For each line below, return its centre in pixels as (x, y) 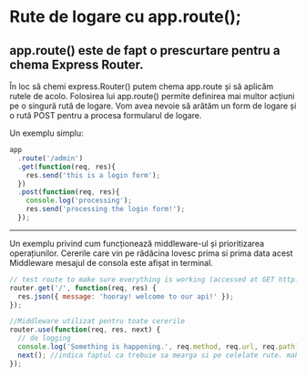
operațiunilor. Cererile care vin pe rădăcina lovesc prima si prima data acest (151, 253)
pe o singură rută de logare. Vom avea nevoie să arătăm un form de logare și (153, 106)
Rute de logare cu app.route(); (125, 17)
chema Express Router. (76, 64)
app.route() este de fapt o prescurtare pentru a (145, 51)
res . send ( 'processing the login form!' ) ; (105, 209)
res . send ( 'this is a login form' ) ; (93, 175)
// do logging (44, 339)
